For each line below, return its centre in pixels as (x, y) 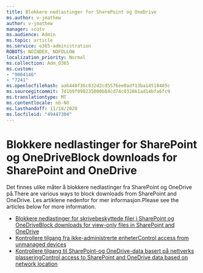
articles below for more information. (51, 207)
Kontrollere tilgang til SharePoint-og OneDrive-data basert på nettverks (105, 251)
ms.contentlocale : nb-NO (38, 103)
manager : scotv (26, 29)
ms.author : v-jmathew (34, 18)
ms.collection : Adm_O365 (38, 63)
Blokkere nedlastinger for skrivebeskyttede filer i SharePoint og (95, 219)
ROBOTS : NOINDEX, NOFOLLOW (41, 52)
